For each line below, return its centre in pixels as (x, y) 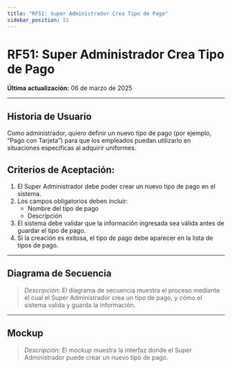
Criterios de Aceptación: (61, 169)
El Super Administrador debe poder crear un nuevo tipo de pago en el (116, 186)
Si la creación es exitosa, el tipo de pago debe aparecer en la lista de (115, 238)
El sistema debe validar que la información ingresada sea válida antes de (120, 223)
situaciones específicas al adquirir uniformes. (72, 148)
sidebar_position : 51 (38, 20)
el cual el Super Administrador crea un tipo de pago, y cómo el (113, 297)
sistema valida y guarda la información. (80, 305)
